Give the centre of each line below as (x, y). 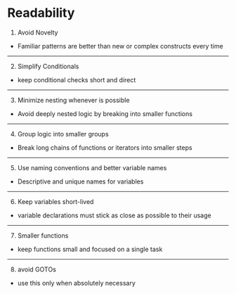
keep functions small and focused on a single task (90, 249)
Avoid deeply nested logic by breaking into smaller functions (105, 113)
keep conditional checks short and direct (77, 79)
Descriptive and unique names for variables (80, 181)
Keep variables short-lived (55, 201)
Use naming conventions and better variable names (92, 167)
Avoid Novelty (38, 32)
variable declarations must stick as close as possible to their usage (114, 215)
